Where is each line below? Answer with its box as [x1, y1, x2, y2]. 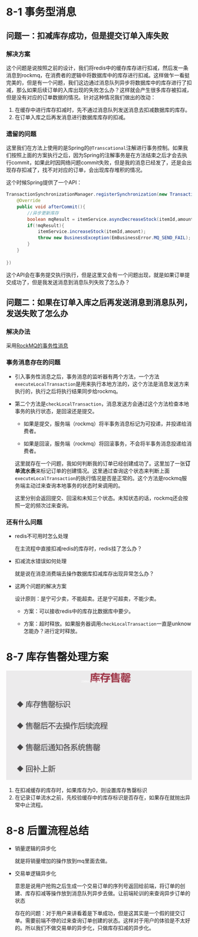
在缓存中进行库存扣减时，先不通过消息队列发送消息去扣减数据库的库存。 [14, 106, 190, 113]
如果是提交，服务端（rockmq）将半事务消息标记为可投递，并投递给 [23, 420, 187, 427]
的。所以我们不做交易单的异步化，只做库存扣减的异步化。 [14, 924, 154, 931]
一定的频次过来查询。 [19, 502, 72, 509]
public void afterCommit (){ [16, 204, 85, 210]
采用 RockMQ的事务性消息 [6, 342, 69, 349]
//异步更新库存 [27, 210, 59, 216]
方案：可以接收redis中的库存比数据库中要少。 [23, 608, 134, 615]
